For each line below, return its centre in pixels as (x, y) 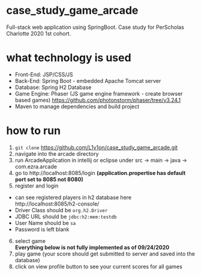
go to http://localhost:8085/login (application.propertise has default (100, 173)
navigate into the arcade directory (57, 153)
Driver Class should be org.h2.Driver (61, 210)
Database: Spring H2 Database (53, 87)
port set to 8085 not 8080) (49, 179)
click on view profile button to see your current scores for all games (99, 266)
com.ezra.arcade (36, 167)
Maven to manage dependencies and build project (77, 106)
